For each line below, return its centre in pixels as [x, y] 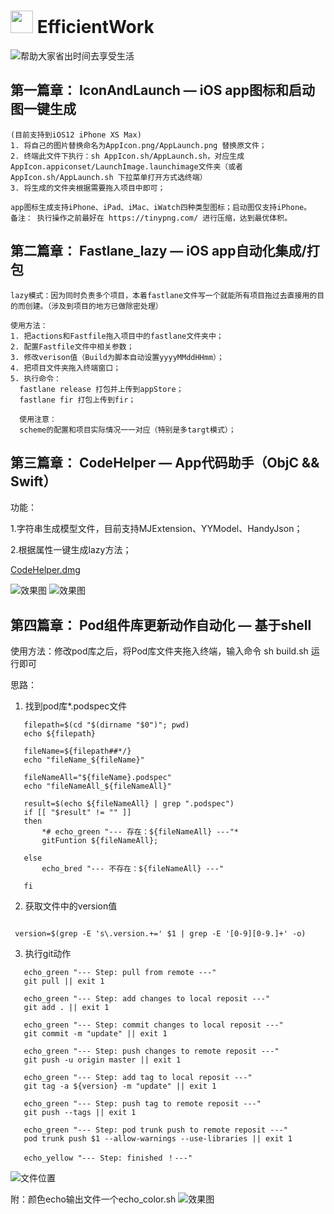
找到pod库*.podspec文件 [76, 706]
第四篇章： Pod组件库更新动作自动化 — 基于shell [161, 625]
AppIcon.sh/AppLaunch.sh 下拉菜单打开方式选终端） [109, 177]
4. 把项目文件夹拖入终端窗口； [66, 368]
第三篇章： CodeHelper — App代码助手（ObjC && [165, 462]
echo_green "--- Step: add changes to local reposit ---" [147, 999]
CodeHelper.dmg [45, 570]
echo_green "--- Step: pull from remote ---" [120, 973]
